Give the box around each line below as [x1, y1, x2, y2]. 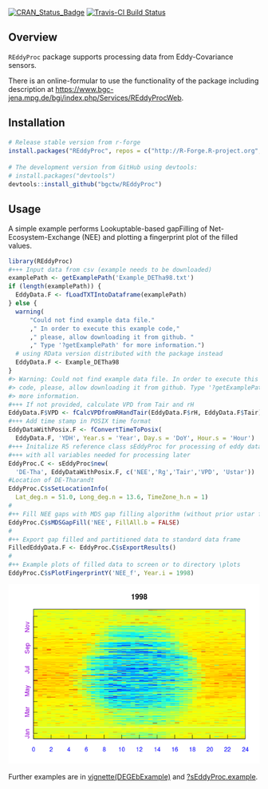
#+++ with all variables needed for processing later [8, 451, 191, 459]
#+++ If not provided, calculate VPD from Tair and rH [8, 400, 195, 408]
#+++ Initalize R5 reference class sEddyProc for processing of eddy [8, 442, 245, 451]
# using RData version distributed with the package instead [15, 350, 223, 358]
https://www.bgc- [55, 84, 114, 94]
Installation [8, 116, 65, 130]
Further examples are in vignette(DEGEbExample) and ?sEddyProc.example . [8, 771, 258, 781]
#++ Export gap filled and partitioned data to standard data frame [8, 536, 241, 544]
